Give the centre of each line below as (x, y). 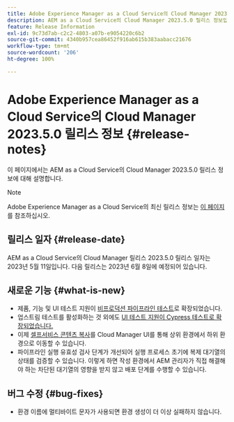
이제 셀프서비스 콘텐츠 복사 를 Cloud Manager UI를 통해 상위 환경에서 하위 (118, 335)
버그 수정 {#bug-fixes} (55, 394)
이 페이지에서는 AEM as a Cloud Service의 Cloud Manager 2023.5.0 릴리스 (112, 169)
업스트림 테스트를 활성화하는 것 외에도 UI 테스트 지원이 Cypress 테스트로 (116, 317)
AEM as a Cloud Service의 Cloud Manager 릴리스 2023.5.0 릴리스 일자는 (109, 257)
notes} (27, 149)
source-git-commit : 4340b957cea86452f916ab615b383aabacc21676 (99, 40)
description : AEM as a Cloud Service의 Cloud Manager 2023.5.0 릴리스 (109, 20)
